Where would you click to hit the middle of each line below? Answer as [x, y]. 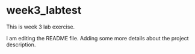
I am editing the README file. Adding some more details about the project [97, 38]
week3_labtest [44, 10]
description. [21, 45]
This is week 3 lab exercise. [41, 27]
